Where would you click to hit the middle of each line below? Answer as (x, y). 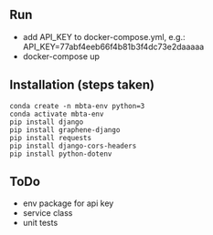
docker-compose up (61, 56)
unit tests (40, 223)
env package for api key (68, 203)
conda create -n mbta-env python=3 (77, 106)
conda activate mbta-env (57, 114)
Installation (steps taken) (82, 85)
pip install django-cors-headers (73, 146)
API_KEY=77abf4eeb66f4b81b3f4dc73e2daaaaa (113, 46)
